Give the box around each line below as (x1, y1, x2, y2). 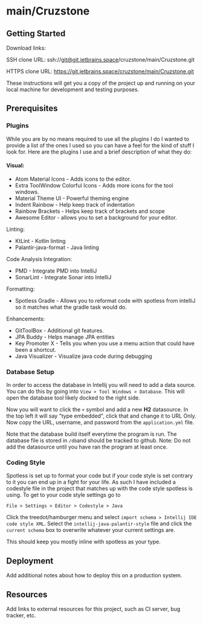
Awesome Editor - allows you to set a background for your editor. (14, 213, 177, 221)
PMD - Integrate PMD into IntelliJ (14, 267, 97, 274)
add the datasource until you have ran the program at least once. (6, 443, 168, 451)
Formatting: (6, 285, 35, 293)
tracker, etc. (6, 612, 36, 619)
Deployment (6, 555, 54, 566)
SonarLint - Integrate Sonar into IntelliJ (14, 273, 112, 280)
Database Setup (6, 368, 54, 376)
